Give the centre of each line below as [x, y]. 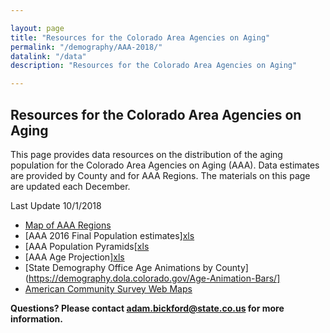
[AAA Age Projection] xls [74, 257]
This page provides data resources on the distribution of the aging [146, 154]
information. [36, 318]
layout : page [37, 28]
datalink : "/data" [48, 56]
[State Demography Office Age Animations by [118, 267]
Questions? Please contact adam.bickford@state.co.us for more [147, 308]
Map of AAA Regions [68, 225]
